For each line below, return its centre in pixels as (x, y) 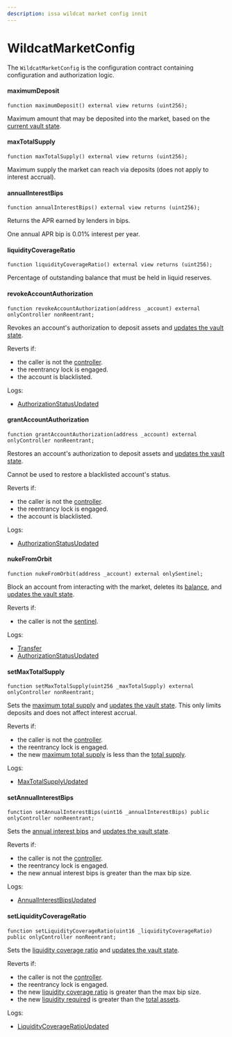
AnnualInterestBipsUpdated (57, 900)
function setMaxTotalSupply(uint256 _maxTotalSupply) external (101, 686)
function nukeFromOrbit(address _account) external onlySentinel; (105, 574)
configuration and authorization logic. (61, 75)
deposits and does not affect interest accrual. (72, 713)
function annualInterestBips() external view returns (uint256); (103, 208)
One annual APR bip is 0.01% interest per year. (74, 234)
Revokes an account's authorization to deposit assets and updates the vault (116, 328)
